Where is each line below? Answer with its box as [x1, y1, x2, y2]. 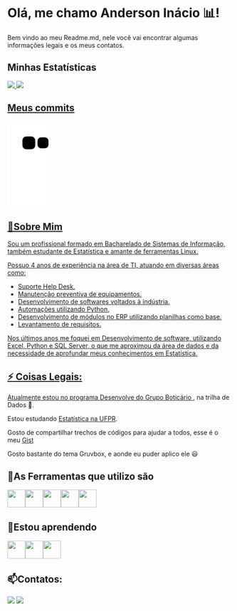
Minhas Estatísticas [7, 61, 97, 74]
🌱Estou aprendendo [7, 521, 98, 533]
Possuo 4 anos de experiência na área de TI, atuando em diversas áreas [7, 261, 219, 270]
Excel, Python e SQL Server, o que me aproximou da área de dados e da [7, 342, 219, 350]
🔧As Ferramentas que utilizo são [7, 470, 154, 482]
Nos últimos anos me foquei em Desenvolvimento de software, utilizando [7, 334, 222, 343]
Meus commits [7, 102, 75, 114]
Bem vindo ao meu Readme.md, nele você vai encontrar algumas [7, 33, 199, 42]
